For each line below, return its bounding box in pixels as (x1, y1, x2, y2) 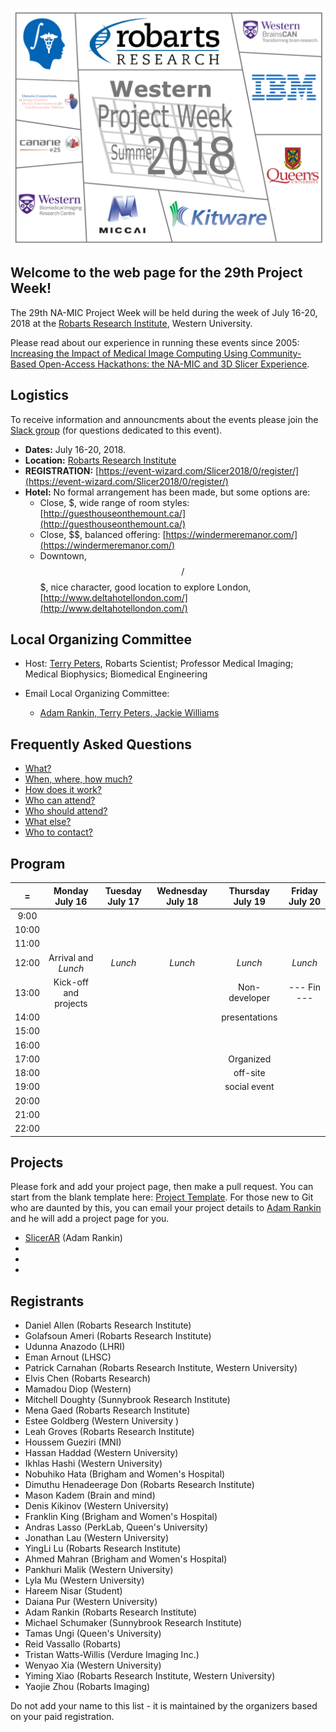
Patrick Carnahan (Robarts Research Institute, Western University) (24, 1362, 298, 1374)
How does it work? (24, 784, 103, 796)
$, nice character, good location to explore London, (39, 581, 252, 593)
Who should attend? (24, 805, 108, 817)
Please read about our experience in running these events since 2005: (10, 336, 300, 348)
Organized (228, 1053, 272, 1065)
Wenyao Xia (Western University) (24, 1659, 162, 1672)
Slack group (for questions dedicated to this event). (10, 424, 223, 436)
